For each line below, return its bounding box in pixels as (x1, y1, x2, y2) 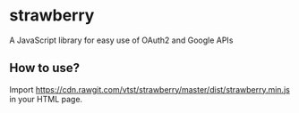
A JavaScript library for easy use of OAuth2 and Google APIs (9, 35, 234, 45)
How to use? (9, 61, 81, 76)
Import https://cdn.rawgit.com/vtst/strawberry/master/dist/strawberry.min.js (9, 84, 291, 94)
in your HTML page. (9, 93, 83, 104)
